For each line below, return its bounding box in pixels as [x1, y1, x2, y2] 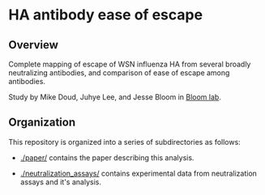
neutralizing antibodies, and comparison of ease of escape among [8, 68, 230, 78]
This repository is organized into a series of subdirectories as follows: [8, 137, 241, 146]
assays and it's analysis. [19, 176, 101, 187]
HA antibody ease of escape [8, 6, 203, 24]
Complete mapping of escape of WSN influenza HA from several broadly [8, 59, 251, 69]
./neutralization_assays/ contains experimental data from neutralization [19, 168, 258, 178]
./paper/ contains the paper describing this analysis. [19, 152, 194, 163]
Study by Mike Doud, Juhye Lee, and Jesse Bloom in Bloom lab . [8, 92, 221, 102]
